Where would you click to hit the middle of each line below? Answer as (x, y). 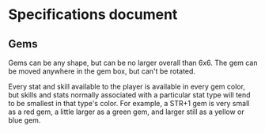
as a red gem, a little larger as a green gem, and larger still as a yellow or (126, 112)
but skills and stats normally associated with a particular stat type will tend (129, 95)
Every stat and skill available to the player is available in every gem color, (127, 86)
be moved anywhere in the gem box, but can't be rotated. (102, 71)
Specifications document (93, 15)
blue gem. (25, 120)
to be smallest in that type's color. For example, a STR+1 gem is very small (129, 103)
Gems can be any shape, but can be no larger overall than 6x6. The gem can (133, 63)
